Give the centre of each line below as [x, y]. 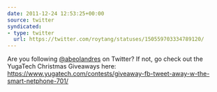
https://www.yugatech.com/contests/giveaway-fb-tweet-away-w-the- [108, 74]
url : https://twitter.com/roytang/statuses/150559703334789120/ [109, 39]
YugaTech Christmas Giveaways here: [62, 66]
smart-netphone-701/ [38, 81]
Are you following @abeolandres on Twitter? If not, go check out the [105, 59]
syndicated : [24, 26]
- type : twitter [31, 33]
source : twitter [31, 20]
